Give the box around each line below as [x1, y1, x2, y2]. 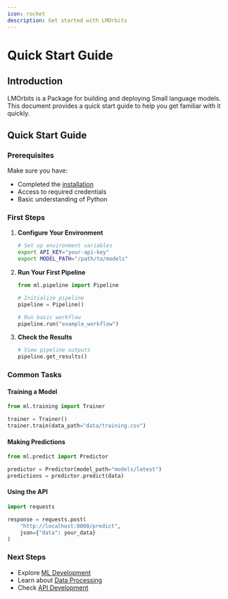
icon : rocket [7, 10, 46, 18]
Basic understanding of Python [17, 195, 108, 204]
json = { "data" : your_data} [20, 529, 96, 536]
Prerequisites [7, 150, 54, 160]
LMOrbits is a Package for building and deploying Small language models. [7, 94, 222, 102]
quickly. [7, 109, 30, 117]
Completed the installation [17, 180, 94, 189]
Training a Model [7, 387, 58, 395]
